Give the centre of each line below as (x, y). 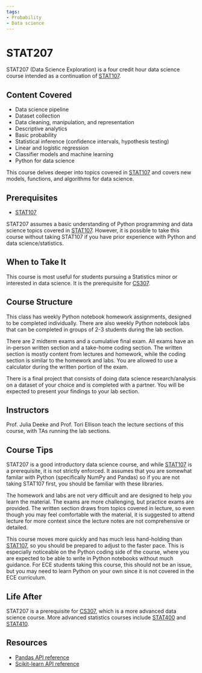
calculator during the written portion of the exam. (67, 367)
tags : (13, 12)
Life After (24, 597)
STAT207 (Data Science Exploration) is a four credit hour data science (93, 69)
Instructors (28, 410)
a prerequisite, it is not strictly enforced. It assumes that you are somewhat (99, 471)
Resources (27, 643)
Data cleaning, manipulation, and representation (74, 122)
